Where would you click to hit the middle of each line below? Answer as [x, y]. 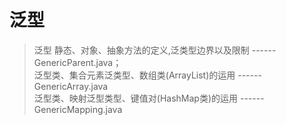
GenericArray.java [71, 86]
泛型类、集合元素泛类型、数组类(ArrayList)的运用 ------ [147, 75]
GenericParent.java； [77, 62]
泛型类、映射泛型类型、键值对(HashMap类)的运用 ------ [149, 98]
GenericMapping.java [78, 109]
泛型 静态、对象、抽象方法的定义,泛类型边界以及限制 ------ [155, 50]
